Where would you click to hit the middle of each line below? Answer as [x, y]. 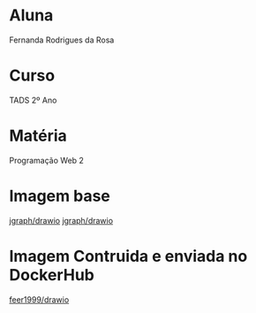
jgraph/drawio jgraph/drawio [61, 220]
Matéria [38, 136]
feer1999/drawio [39, 299]
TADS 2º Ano [33, 100]
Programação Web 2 [46, 160]
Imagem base [60, 196]
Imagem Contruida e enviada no [128, 256]
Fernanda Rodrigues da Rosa [62, 40]
